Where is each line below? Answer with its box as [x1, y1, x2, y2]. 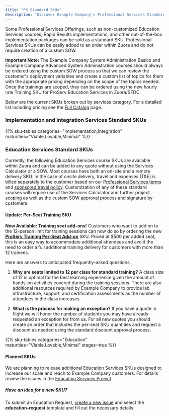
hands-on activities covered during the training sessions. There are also [12, 280, 162, 286]
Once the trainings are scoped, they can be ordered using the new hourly [5, 84, 157, 90]
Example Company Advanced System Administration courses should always [5, 62, 163, 68]
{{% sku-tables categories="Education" [5, 337, 88, 343]
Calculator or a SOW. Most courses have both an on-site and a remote [5, 168, 151, 174]
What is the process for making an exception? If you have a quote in [12, 305, 157, 312]
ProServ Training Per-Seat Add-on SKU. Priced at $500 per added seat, [5, 233, 156, 239]
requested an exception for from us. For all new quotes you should [12, 316, 151, 322]
